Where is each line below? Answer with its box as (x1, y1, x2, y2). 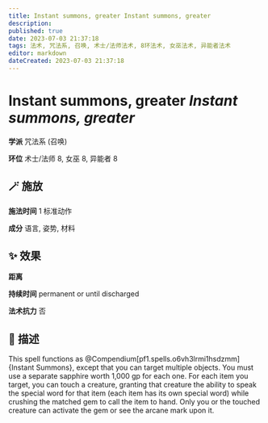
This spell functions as (8, 354, 83, 364)
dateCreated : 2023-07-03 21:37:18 (8, 57, 125, 65)
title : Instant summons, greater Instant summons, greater (8, 11, 211, 20)
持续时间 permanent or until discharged (8, 289, 140, 299)
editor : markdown (8, 49, 67, 57)
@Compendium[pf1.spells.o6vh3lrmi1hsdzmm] (84, 354, 241, 364)
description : (8, 19, 52, 27)
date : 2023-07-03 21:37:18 (8, 34, 99, 43)
